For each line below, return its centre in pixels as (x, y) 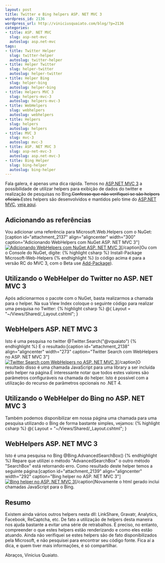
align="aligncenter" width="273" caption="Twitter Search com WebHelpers (82, 352)
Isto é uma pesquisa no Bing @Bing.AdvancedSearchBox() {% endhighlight (81, 456)
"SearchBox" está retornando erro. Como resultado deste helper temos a (79, 466)
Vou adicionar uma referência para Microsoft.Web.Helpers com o (71, 232)
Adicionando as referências (48, 220)
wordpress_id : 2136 (25, 19)
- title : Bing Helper (27, 160)
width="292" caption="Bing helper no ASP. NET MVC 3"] (63, 476)
